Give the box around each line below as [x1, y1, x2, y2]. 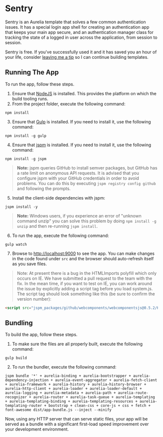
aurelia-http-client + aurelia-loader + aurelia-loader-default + [5, 387, 142, 391]
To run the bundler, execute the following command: [12, 364, 116, 370]
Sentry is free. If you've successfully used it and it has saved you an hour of [5, 49, 157, 55]
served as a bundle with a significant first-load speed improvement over [5, 421, 149, 427]
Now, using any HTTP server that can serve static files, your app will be [5, 416, 148, 422]
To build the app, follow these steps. [5, 332, 78, 337]
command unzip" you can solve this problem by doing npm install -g [16, 218, 157, 224]
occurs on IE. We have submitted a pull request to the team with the [16, 275, 152, 281]
